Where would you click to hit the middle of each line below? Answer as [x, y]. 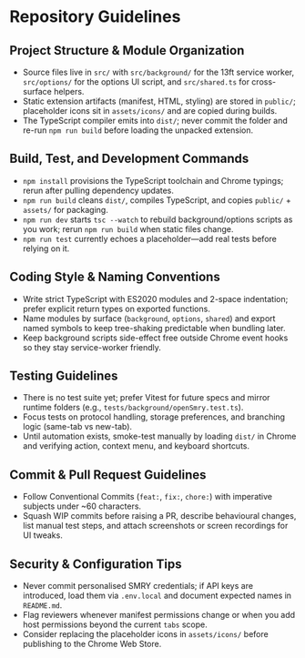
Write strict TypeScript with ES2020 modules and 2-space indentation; [155, 299]
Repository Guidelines [95, 17]
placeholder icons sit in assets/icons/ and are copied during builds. [150, 111]
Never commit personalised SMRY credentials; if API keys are [137, 586]
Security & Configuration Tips [96, 564]
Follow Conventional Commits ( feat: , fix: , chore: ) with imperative [147, 497]
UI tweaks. [43, 535]
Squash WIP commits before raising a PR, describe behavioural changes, [159, 516]
